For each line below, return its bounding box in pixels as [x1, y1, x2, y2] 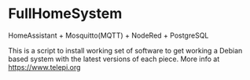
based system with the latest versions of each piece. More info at [8, 54, 220, 64]
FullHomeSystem [8, 5, 123, 23]
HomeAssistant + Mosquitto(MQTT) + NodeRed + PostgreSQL [8, 31, 209, 40]
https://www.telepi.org [8, 62, 81, 71]
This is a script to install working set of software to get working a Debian [8, 45, 243, 55]
